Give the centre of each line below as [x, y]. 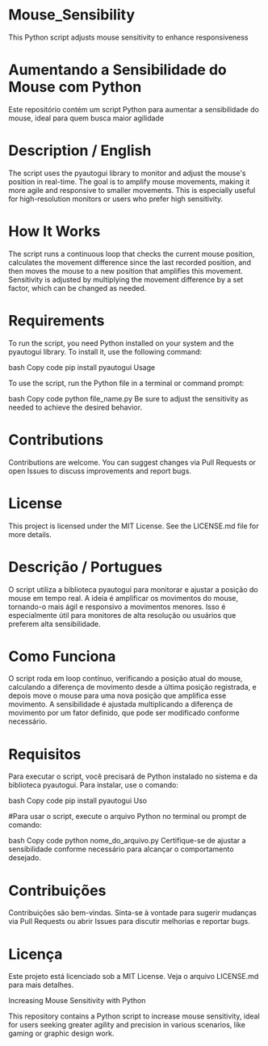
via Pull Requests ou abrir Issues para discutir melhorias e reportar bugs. [129, 922]
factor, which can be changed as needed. [77, 288]
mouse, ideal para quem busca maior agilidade [86, 118]
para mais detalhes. [41, 985]
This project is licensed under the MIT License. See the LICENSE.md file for [134, 526]
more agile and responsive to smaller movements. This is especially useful [132, 190]
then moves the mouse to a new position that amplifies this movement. [126, 271]
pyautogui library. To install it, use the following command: [105, 351]
